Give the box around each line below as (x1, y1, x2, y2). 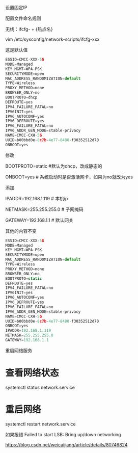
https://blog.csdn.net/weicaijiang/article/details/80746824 (5, 441, 128, 447)
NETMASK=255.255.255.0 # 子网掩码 (5, 206, 84, 212)
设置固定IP (5, 5, 27, 10)
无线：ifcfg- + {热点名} (5, 26, 53, 32)
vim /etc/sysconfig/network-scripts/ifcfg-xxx (5, 36, 100, 42)
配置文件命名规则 (5, 15, 41, 21)
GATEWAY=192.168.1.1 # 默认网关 (5, 217, 74, 223)
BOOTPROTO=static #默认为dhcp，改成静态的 (5, 163, 103, 169)
